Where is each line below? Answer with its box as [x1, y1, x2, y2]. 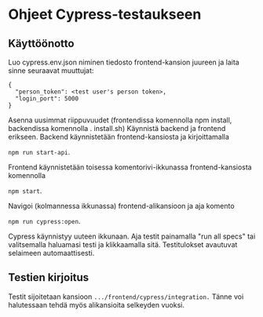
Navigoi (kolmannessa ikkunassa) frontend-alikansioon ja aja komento [8, 202, 235, 210]
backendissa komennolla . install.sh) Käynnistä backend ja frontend [8, 124, 226, 133]
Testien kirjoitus [8, 271, 89, 284]
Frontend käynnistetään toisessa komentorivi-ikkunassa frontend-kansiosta [8, 162, 253, 172]
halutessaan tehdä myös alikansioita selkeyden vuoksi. [8, 300, 185, 309]
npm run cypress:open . [8, 217, 81, 225]
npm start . [8, 186, 42, 195]
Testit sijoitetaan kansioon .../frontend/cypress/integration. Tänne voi [8, 292, 244, 301]
